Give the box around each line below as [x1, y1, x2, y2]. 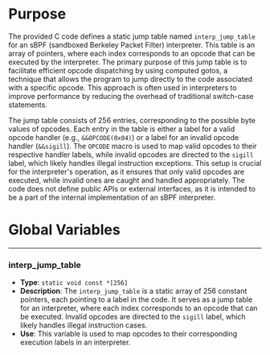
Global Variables [8, 221, 121, 239]
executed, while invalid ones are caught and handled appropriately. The [8, 175, 245, 185]
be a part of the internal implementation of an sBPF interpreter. [8, 192, 216, 202]
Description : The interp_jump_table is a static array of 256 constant [19, 287, 247, 296]
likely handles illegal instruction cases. [19, 320, 148, 330]
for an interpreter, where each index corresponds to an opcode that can [19, 303, 258, 313]
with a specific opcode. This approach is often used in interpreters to [8, 82, 237, 93]
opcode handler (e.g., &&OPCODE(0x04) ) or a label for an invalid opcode [8, 132, 239, 142]
